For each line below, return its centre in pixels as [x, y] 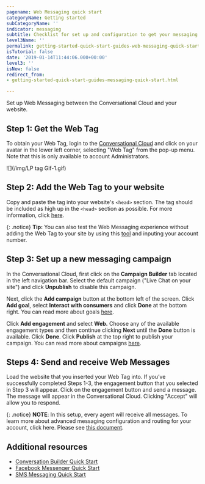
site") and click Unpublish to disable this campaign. [71, 287]
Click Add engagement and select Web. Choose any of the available [93, 323]
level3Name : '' [26, 40]
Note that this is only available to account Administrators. [78, 156]
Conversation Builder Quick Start [56, 461]
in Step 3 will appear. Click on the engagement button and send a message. [101, 390]
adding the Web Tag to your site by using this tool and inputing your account [102, 233]
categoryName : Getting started [46, 18]
